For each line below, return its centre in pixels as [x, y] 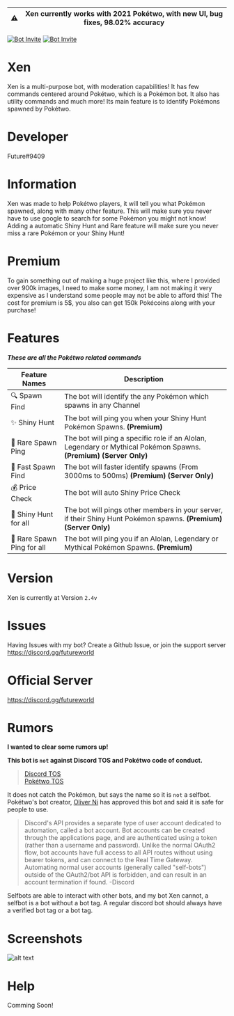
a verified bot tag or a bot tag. [50, 910]
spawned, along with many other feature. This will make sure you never [110, 211]
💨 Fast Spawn [33, 467]
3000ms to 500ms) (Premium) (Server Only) [139, 475]
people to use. [28, 809]
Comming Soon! [30, 1006]
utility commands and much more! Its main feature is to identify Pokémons [114, 101]
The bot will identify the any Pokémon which [136, 397]
